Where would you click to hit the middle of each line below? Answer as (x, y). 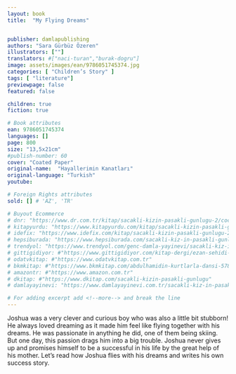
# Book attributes (34, 123)
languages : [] (28, 136)
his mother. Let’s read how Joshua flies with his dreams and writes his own (116, 355)
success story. (28, 363)
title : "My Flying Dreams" (48, 20)
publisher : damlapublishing (48, 39)
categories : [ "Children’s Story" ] (61, 72)
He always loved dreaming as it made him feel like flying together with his (113, 326)
